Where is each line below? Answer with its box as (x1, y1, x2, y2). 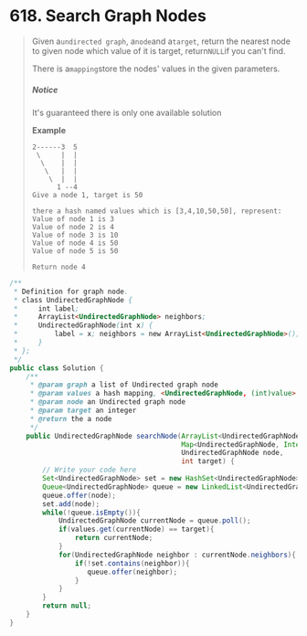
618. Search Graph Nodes (9, 5, 207, 26)
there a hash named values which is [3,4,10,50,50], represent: (31, 207, 282, 216)
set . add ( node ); (42, 499, 101, 508)
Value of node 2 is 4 (31, 222, 114, 231)
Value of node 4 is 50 (31, 238, 119, 248)
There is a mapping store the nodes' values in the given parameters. (31, 63, 281, 74)
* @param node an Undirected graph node (29, 397, 185, 407)
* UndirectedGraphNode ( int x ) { (13, 321, 153, 330)
